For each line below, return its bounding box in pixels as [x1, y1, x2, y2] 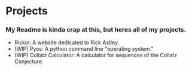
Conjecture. [14, 58, 44, 65]
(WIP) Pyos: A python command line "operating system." [14, 45, 154, 53]
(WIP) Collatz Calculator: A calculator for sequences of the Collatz [14, 52, 178, 59]
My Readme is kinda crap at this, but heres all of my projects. [5, 26, 187, 34]
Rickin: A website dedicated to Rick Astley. [14, 39, 120, 46]
